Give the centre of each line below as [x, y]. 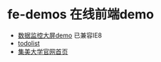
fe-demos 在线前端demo [81, 14]
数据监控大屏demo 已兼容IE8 [59, 35]
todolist [29, 43]
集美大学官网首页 [43, 51]
